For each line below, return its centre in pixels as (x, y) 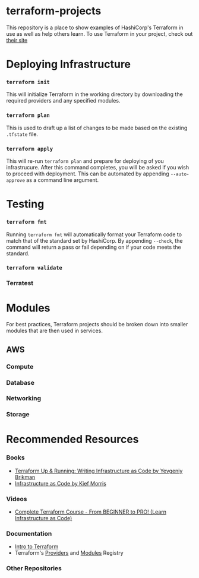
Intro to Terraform (37, 546)
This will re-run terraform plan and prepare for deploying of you (85, 161)
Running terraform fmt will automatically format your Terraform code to (94, 234)
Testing (25, 204)
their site (17, 40)
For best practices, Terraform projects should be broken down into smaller (97, 324)
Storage (18, 415)
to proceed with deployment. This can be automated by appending (88, 174)
